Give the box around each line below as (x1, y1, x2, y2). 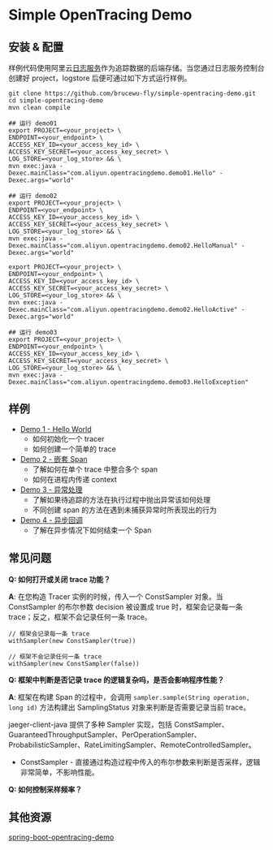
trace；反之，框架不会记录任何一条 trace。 (8, 611, 152, 622)
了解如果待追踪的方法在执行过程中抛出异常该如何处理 (32, 494, 211, 504)
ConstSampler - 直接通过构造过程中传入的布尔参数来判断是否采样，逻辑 (19, 757, 261, 766)
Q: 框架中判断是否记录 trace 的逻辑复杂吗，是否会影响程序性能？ (8, 675, 225, 684)
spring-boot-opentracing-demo (8, 832, 115, 842)
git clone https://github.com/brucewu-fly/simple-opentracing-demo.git (8, 89, 256, 97)
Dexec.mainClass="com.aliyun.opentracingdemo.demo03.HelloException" (8, 378, 249, 386)
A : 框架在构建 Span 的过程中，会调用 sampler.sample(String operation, (8, 692, 250, 701)
